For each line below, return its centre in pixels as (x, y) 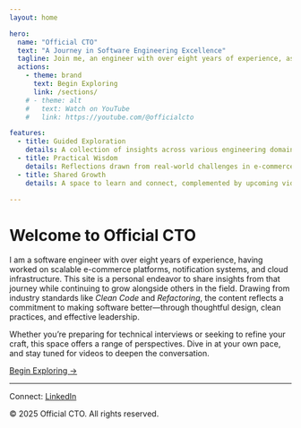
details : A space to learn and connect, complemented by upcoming (152, 183)
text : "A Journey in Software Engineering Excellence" (122, 50)
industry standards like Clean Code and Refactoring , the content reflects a (146, 298)
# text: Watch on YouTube (77, 108)
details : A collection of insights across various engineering (146, 150)
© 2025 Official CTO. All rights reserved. (84, 414)
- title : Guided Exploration (72, 141)
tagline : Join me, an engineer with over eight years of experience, (150, 59)
